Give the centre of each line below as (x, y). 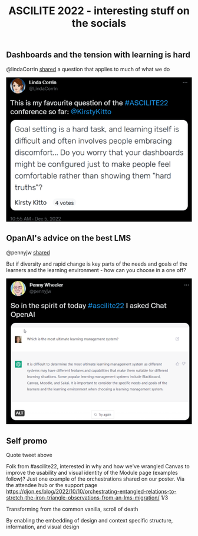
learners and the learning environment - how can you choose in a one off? (96, 270)
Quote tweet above (29, 455)
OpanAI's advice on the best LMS (69, 238)
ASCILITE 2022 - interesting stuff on (99, 11)
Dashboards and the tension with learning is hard (98, 55)
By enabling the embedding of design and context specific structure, (90, 521)
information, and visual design (43, 527)
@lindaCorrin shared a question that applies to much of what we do (88, 69)
